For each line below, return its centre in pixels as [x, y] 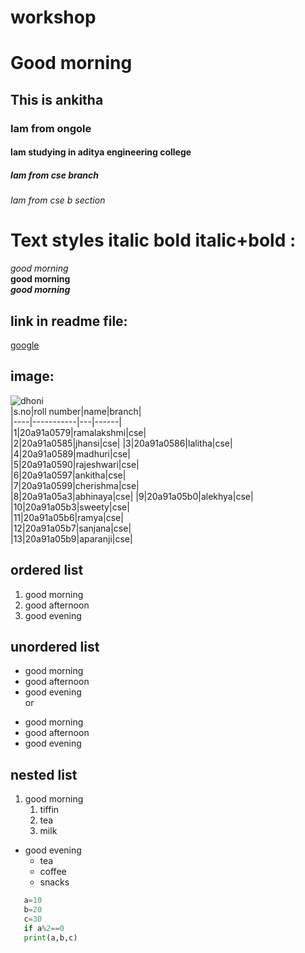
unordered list [55, 647]
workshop [53, 17]
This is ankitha [57, 99]
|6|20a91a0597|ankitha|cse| [68, 475]
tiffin [49, 810]
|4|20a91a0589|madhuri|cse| [70, 453]
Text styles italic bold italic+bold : [153, 240]
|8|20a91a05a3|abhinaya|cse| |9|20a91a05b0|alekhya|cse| [132, 496]
